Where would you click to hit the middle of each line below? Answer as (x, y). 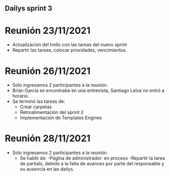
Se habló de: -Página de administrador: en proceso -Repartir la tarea (92, 158)
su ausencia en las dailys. (47, 169)
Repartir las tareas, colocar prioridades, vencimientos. (69, 50)
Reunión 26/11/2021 (48, 71)
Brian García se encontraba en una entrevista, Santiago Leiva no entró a (88, 91)
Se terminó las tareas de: (39, 102)
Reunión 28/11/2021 (48, 139)
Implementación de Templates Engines (61, 118)
